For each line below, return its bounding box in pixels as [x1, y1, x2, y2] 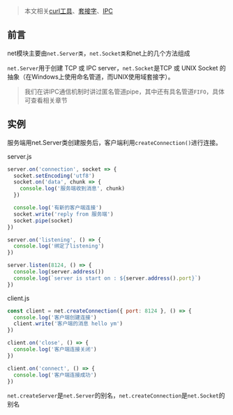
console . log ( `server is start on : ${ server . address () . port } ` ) [13, 275, 202, 282]
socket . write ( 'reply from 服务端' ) [13, 211, 114, 218]
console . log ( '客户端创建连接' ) [13, 314, 98, 321]
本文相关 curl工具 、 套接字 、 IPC [24, 7, 113, 15]
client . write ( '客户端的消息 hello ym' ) [13, 320, 123, 327]
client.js [7, 294, 30, 302]
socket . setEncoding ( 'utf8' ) [13, 172, 96, 179]
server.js [7, 152, 33, 160]
